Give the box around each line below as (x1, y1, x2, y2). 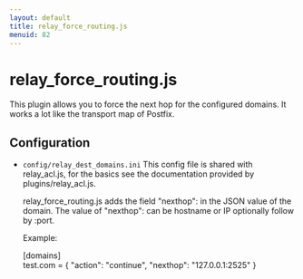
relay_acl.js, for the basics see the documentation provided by (22, 168, 255, 179)
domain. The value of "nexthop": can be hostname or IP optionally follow (22, 206, 295, 216)
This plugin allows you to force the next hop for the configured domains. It (9, 99, 287, 110)
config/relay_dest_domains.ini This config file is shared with (22, 159, 253, 170)
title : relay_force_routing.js (9, 22, 128, 31)
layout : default (9, 13, 71, 23)
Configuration (9, 135, 91, 150)
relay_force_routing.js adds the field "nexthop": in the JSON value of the (22, 196, 292, 207)
